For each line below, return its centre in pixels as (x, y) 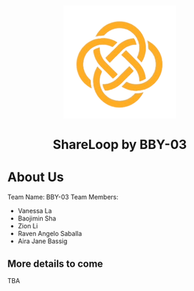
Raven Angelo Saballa (50, 234)
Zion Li (27, 226)
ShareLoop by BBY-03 (120, 145)
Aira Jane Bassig (42, 241)
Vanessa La (35, 211)
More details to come (55, 264)
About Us (36, 177)
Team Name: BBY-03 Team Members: (63, 197)
